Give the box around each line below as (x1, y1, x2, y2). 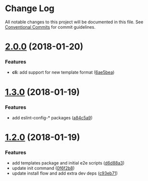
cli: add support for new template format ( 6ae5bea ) (12, 69, 115, 75)
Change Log (5, 3, 54, 14)
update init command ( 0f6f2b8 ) (12, 165, 75, 171)
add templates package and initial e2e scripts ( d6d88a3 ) (12, 160, 125, 166)
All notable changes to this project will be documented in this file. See (5, 19, 144, 25)
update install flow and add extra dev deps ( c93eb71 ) (12, 170, 118, 176)
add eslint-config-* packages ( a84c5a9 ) (12, 115, 93, 120)
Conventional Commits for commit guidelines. (5, 24, 95, 30)
